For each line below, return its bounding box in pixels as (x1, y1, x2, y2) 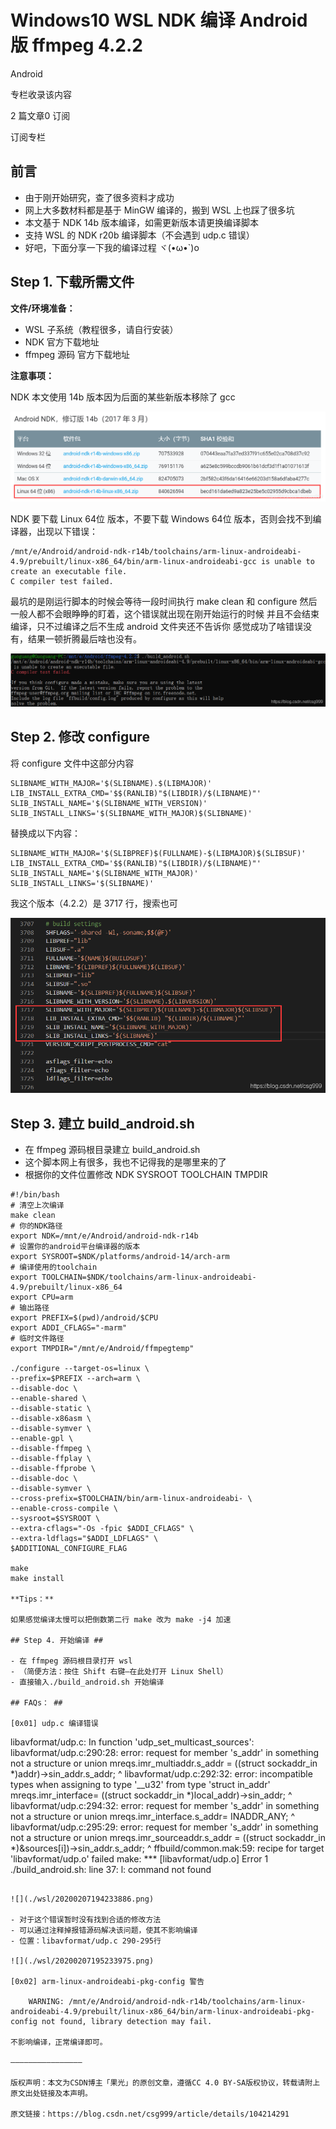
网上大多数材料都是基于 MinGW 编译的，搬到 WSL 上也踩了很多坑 (24, 204, 295, 216)
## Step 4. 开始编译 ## (10, 1635, 103, 1645)
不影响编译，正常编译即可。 (10, 2037, 108, 2047)
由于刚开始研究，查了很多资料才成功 (24, 191, 175, 203)
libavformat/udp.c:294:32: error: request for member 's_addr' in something (10, 1799, 320, 1811)
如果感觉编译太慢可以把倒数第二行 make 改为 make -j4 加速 (10, 1614, 232, 1625)
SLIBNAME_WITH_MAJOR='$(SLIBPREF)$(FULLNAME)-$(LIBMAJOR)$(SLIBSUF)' (10, 848, 307, 858)
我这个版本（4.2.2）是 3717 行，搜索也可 (10, 897, 178, 909)
